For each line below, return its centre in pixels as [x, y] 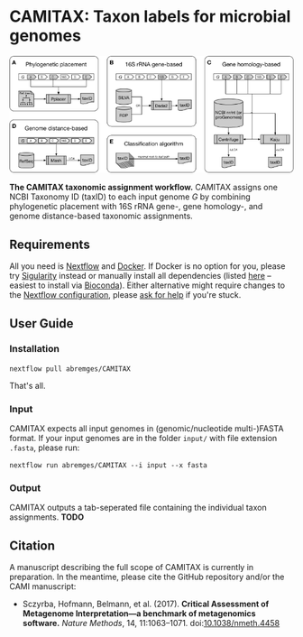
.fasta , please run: [45, 448]
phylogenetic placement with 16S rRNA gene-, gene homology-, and [136, 207]
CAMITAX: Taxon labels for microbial [150, 17]
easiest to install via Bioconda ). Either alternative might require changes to [147, 285]
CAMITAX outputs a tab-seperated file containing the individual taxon [138, 508]
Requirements [50, 244]
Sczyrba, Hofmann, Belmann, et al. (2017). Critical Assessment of [146, 604]
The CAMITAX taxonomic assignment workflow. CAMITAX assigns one [143, 188]
